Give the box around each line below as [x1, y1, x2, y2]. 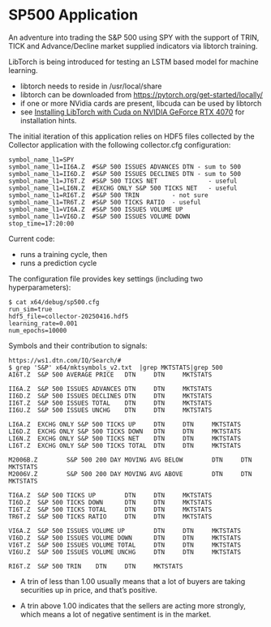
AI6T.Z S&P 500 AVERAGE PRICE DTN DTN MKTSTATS [8, 371, 213, 379]
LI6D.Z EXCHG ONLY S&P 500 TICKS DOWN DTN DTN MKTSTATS [8, 427, 242, 436]
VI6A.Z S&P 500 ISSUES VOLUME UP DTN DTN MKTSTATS [8, 526, 242, 535]
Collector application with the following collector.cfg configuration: [8, 140, 231, 149]
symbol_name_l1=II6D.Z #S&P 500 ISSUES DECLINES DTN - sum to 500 [8, 170, 242, 178]
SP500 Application [8, 6, 139, 24]
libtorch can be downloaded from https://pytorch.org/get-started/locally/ [19, 89, 264, 99]
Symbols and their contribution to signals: [8, 341, 148, 350]
